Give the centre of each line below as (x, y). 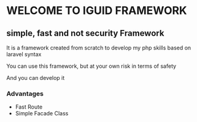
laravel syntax (24, 54)
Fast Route (29, 107)
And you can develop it (36, 78)
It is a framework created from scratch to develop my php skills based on (99, 48)
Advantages (25, 93)
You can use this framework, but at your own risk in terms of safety (91, 66)
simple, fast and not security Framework (85, 33)
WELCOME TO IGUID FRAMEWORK (97, 11)
